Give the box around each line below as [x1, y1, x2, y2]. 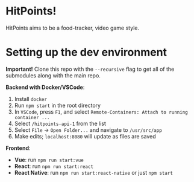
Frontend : [5, 144, 31, 152]
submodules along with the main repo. [5, 71, 101, 79]
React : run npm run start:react [14, 162, 94, 170]
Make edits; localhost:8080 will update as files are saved [14, 132, 156, 140]
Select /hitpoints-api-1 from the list [14, 120, 107, 127]
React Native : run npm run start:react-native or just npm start [14, 169, 173, 176]
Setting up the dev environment [5, 45, 167, 59]
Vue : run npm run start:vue [14, 156, 84, 163]
